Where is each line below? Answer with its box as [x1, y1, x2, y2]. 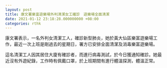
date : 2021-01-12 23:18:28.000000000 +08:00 [5, 16, 99, 21]
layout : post [5, 7, 32, 12]
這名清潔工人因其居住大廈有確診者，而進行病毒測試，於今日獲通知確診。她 [5, 52, 158, 58]
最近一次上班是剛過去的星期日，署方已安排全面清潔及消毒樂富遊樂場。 [13, 41, 158, 47]
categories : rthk [5, 21, 41, 26]
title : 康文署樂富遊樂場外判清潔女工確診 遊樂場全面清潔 [5, 12, 110, 17]
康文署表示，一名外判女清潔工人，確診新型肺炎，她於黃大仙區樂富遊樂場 [5, 35, 153, 41]
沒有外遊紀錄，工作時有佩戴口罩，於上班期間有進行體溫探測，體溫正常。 [9, 58, 158, 64]
